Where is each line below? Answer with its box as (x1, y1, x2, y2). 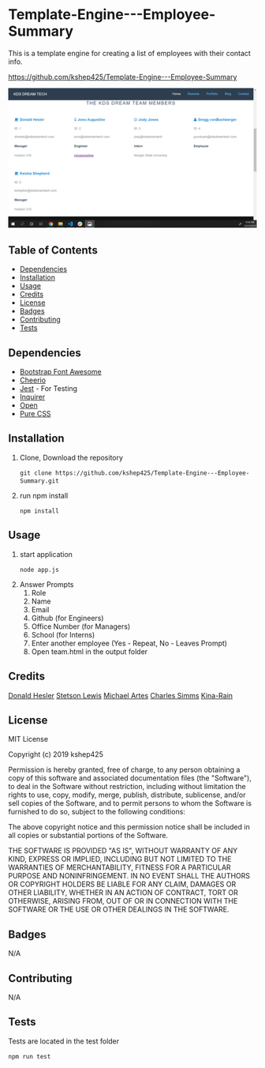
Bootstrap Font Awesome (19, 367, 102, 377)
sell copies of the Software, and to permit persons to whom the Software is (8, 799, 252, 808)
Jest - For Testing (19, 384, 77, 393)
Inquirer (19, 393, 46, 402)
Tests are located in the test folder (8, 1036, 120, 1046)
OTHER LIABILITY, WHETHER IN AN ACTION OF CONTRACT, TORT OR (8, 888, 238, 897)
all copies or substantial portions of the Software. (8, 831, 168, 840)
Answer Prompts (19, 579, 74, 589)
